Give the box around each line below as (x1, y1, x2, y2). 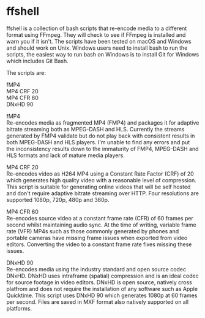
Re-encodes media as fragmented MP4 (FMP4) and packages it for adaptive (6, 118, 199, 126)
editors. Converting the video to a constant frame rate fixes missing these (6, 241, 192, 248)
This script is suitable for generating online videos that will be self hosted (6, 183, 191, 190)
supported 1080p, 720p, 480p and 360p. (6, 196, 110, 203)
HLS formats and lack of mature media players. (6, 152, 125, 159)
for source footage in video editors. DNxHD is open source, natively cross (6, 278, 193, 286)
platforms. (6, 304, 32, 312)
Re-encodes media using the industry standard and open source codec (6, 265, 187, 273)
